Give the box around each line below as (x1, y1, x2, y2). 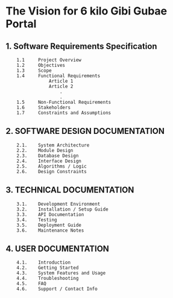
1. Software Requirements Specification (5, 41, 157, 51)
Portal (5, 17, 37, 31)
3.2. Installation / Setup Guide (16, 206, 109, 212)
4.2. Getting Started (16, 265, 79, 271)
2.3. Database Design (16, 153, 79, 159)
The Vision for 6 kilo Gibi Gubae (5, 4, 167, 18)
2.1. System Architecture (16, 142, 90, 148)
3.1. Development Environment (16, 201, 101, 207)
